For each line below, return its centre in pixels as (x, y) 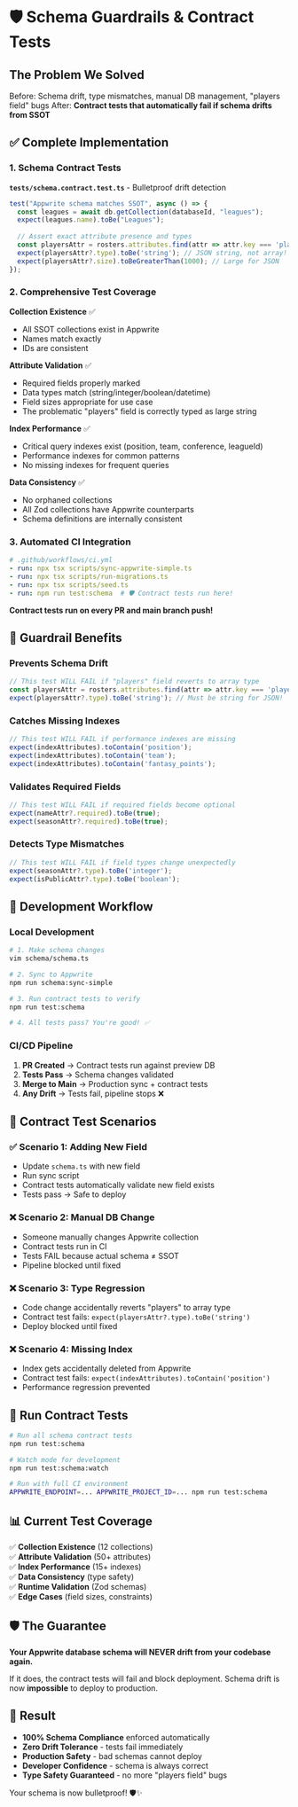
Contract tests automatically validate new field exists (118, 1185)
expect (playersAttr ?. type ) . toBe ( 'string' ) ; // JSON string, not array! (153, 253)
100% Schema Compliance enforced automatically (116, 1737)
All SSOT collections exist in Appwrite (90, 329)
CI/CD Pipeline (41, 1045)
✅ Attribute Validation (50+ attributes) (80, 1557)
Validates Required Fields (65, 786)
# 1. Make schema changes (57, 950)
